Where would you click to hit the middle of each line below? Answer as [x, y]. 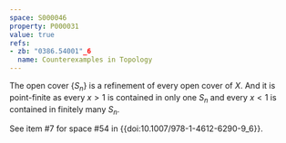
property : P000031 [44, 26]
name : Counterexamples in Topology [85, 60]
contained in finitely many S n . [65, 110]
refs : [20, 43]
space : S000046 [38, 18]
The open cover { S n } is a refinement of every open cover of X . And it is [143, 87]
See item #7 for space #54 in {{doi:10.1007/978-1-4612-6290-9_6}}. [136, 129]
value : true [32, 34]
